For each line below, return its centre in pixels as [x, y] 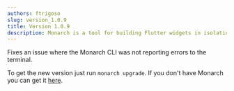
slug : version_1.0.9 [37, 20]
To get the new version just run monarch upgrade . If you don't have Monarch [116, 73]
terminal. [20, 60]
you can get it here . [35, 81]
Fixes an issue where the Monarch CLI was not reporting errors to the [107, 52]
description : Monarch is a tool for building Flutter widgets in [104, 33]
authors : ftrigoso [34, 13]
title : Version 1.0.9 [39, 26]
